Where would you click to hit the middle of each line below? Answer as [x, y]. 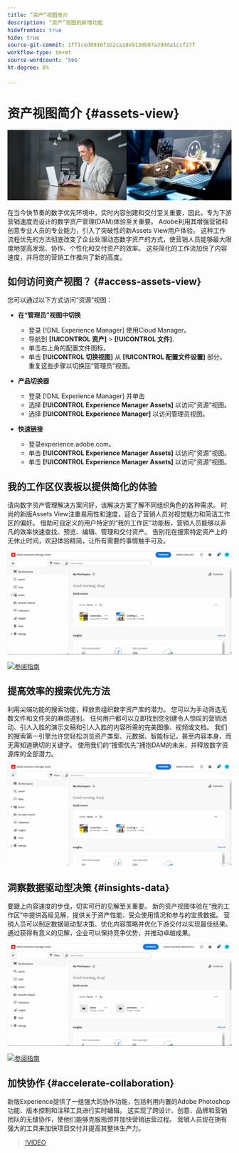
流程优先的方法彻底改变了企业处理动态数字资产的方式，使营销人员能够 [110, 239]
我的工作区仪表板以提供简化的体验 [82, 487]
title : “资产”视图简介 [38, 15]
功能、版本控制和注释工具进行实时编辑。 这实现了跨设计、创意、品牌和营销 [117, 1110]
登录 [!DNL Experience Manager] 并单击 [86, 396]
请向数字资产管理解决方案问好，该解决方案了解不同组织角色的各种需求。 [113, 505]
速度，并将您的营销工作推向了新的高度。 [67, 257]
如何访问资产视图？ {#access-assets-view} [104, 281]
